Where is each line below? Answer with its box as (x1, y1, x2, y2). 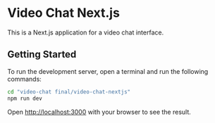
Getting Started (7, 48, 77, 60)
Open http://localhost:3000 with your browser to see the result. (7, 108, 192, 116)
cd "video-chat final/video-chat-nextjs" (7, 88, 131, 96)
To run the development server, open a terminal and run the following (7, 67, 209, 75)
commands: (7, 75, 42, 83)
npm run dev (7, 95, 42, 102)
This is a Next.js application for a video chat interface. (7, 28, 164, 37)
